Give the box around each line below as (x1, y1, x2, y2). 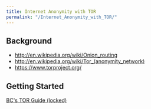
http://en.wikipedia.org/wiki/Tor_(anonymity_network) (14, 58, 145, 65)
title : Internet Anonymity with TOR (6, 8, 96, 15)
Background (6, 36, 52, 46)
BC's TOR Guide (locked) (6, 97, 67, 104)
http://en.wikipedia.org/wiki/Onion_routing (14, 51, 118, 59)
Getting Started (6, 81, 64, 91)
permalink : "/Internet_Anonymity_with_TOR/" (6, 14, 117, 20)
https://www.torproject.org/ (14, 64, 82, 71)
